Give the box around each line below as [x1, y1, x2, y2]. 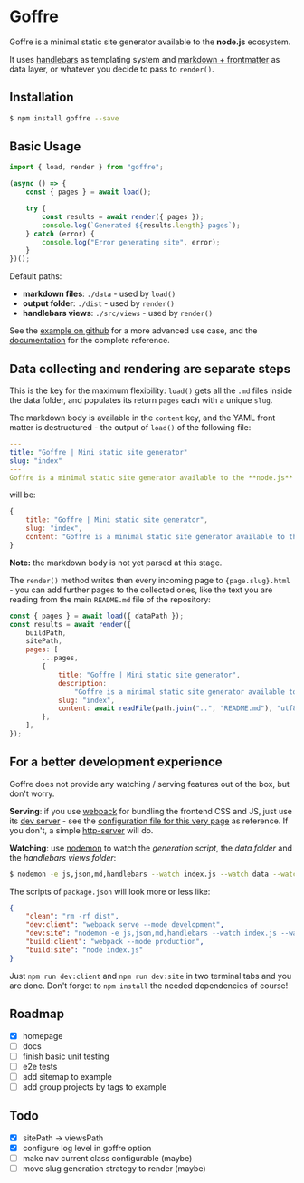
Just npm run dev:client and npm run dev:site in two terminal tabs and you [9, 970, 292, 981]
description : [57, 678, 107, 688]
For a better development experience [9, 755, 223, 770]
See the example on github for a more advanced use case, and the [9, 325, 258, 336]
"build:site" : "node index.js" [25, 945, 144, 955]
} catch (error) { [25, 229, 95, 238]
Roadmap [9, 1006, 65, 1022]
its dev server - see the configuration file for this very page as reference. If [9, 815, 289, 826]
